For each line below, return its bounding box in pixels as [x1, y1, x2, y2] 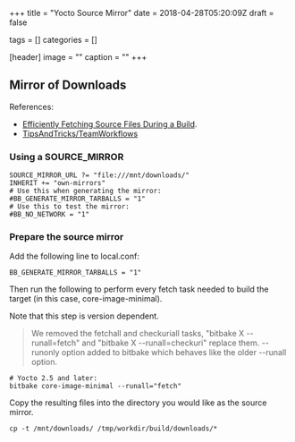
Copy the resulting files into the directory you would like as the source [9, 397, 267, 408]
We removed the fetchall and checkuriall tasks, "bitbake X [30, 328, 245, 339]
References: [9, 101, 54, 112]
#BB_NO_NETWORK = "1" [9, 210, 90, 219]
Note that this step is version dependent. [9, 310, 159, 321]
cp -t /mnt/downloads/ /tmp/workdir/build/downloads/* [9, 424, 218, 433]
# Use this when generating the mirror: [9, 187, 163, 196]
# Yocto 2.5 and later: [9, 374, 98, 383]
